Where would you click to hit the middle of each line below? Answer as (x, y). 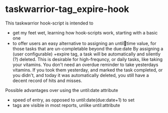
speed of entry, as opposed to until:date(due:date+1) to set (73, 100)
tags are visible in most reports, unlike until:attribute (66, 105)
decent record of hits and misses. (47, 80)
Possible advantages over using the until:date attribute (62, 90)
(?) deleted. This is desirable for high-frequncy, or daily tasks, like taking (88, 59)
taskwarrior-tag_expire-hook (67, 9)
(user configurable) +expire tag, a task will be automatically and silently (87, 54)
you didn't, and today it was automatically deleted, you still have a (81, 75)
